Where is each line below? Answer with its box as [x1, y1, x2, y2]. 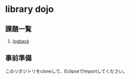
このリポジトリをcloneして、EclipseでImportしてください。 [5, 68, 127, 74]
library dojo [5, 3, 54, 15]
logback [12, 38, 29, 44]
